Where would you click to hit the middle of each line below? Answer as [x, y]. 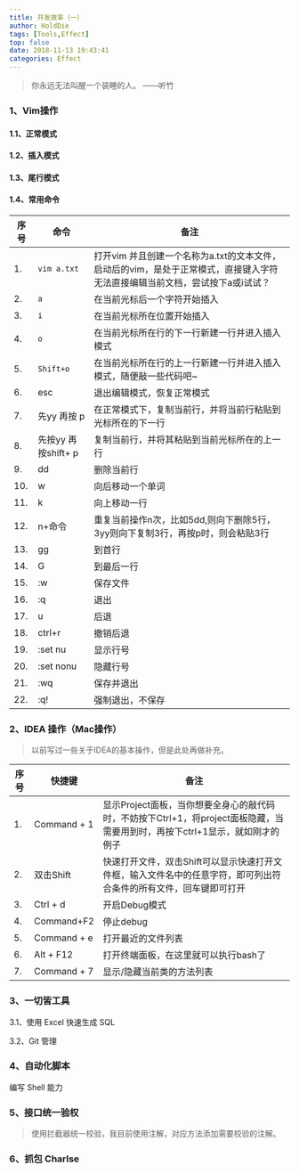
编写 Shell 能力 [36, 1087]
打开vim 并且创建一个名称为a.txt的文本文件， [188, 256]
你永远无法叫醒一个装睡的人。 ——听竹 [102, 85]
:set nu [52, 649]
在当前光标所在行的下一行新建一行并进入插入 [188, 332]
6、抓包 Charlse [44, 1159]
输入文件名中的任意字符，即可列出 [201, 876]
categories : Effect [45, 59]
